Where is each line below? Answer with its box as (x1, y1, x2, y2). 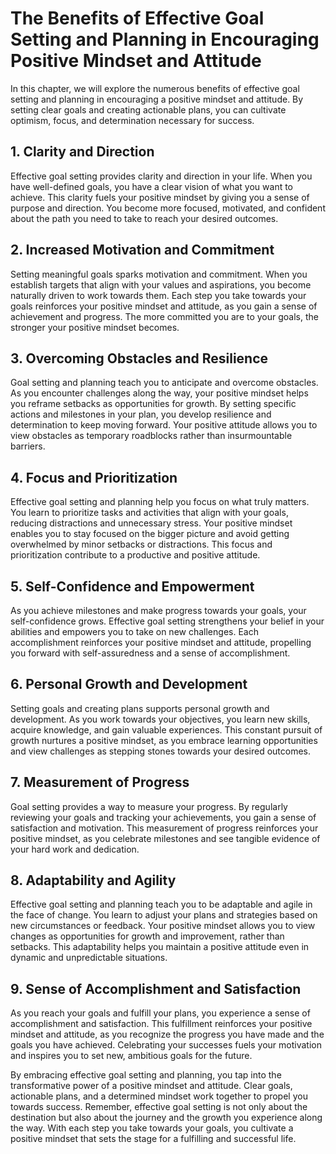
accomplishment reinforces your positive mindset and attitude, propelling (10, 637, 312, 648)
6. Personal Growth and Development (10, 676, 248, 693)
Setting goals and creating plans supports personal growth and (10, 702, 270, 714)
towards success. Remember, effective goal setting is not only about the (10, 1101, 308, 1113)
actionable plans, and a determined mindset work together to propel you (10, 1090, 308, 1102)
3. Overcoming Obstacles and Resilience (10, 350, 269, 367)
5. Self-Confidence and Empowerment (10, 578, 255, 595)
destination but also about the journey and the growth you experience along (10, 1112, 323, 1124)
